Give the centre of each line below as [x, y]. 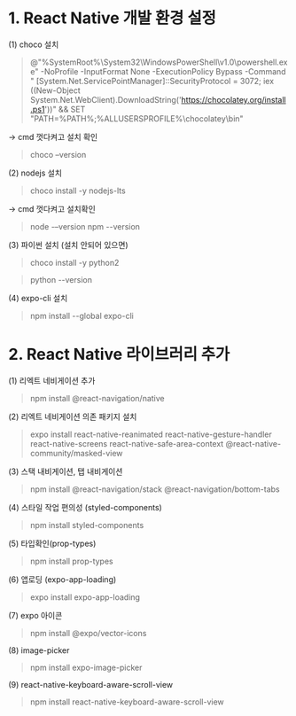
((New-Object [55, 90]
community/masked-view [76, 453]
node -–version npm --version [85, 226]
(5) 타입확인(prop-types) [52, 543]
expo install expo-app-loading [85, 597]
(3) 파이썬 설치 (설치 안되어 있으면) [69, 245]
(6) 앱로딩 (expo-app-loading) [62, 579]
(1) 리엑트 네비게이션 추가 [52, 380]
